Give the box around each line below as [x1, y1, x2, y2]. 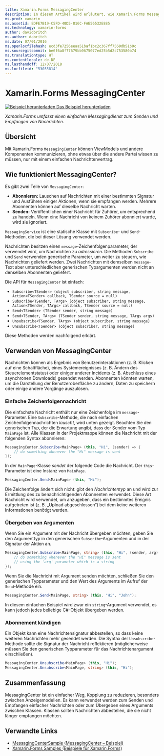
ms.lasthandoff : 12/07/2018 [5, 62, 62, 67]
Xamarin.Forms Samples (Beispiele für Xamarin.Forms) [12, 745, 123, 751]
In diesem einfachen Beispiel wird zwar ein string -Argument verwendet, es [5, 601, 157, 607]
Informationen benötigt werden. [5, 507, 69, 513]
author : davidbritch [5, 30, 47, 35]
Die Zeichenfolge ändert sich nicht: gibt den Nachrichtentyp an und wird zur [5, 486, 159, 492]
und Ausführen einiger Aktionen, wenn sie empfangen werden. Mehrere [12, 198, 157, 204]
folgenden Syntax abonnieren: [5, 435, 66, 441]
